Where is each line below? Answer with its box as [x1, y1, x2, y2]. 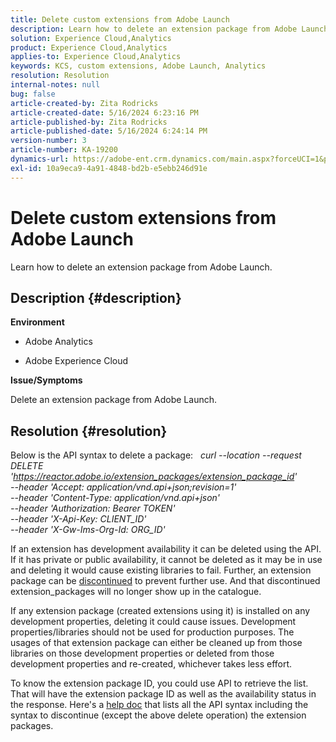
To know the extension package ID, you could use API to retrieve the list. [10, 677, 309, 690]
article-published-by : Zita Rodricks [10, 117, 168, 127]
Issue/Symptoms [10, 374, 83, 386]
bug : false [10, 89, 56, 99]
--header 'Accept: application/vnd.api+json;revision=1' [10, 481, 237, 493]
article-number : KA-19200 [10, 145, 118, 155]
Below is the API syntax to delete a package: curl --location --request [10, 449, 302, 461]
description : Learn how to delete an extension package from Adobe [10, 24, 298, 34]
